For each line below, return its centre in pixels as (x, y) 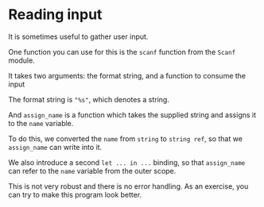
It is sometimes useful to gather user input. (78, 36)
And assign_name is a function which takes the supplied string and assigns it (132, 115)
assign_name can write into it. (55, 147)
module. (22, 60)
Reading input (55, 15)
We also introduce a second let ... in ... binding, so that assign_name (127, 162)
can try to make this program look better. (75, 194)
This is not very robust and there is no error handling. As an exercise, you (128, 186)
